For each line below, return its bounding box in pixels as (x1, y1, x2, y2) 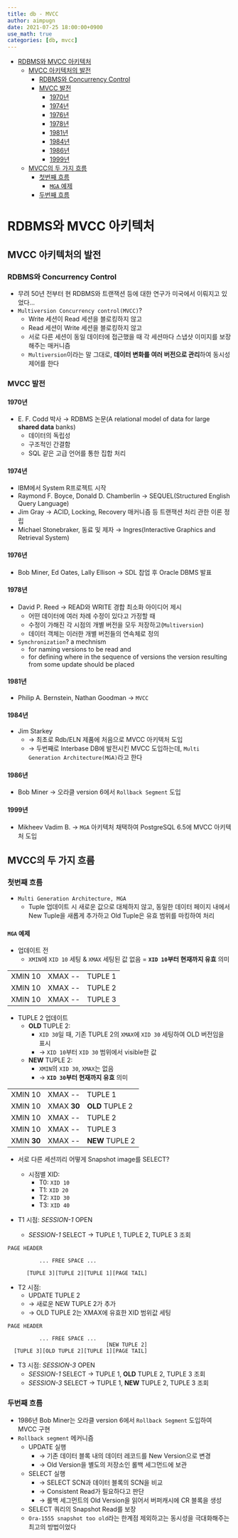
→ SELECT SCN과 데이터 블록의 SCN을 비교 (38, 1478, 163, 1487)
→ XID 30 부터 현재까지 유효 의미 (38, 1073, 129, 1082)
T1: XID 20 (38, 1186, 69, 1194)
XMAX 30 (47, 1101, 80, 1111)
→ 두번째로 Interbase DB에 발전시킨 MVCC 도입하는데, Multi (28, 744, 200, 753)
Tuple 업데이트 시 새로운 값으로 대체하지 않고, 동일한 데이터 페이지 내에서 (28, 903, 230, 911)
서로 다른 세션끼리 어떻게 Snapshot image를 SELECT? (17, 1155, 170, 1164)
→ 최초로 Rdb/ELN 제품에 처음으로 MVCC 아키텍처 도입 (28, 736, 183, 744)
